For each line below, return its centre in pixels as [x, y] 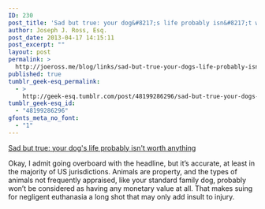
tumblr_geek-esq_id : [42, 103]
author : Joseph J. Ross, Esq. [58, 30]
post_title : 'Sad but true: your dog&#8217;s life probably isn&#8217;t [130, 23]
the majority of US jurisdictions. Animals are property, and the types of [123, 171]
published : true [35, 74]
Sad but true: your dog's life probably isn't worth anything [102, 147]
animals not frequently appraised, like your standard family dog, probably [127, 180]
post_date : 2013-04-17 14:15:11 [61, 37]
